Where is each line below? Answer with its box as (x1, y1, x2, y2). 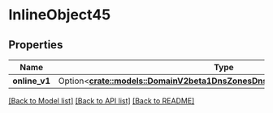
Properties (8, 38, 63, 52)
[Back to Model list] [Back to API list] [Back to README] (8, 96, 195, 106)
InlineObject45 (8, 6, 111, 24)
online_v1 (12, 75, 51, 86)
